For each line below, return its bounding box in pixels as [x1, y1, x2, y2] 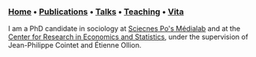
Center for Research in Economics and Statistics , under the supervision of [8, 32, 249, 41]
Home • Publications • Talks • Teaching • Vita [8, 6, 184, 17]
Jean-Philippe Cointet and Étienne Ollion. [8, 41, 142, 50]
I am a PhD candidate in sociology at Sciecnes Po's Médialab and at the [8, 24, 241, 34]
